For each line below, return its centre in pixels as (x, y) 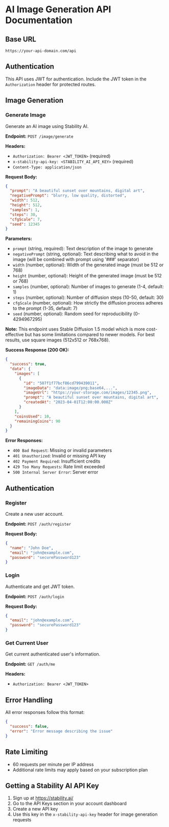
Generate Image (26, 115)
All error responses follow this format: (45, 712)
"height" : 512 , (26, 205)
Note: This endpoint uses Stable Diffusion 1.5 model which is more (75, 329)
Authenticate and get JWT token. (40, 586)
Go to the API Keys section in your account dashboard (69, 803)
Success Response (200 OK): (37, 350)
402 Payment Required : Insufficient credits (56, 461)
